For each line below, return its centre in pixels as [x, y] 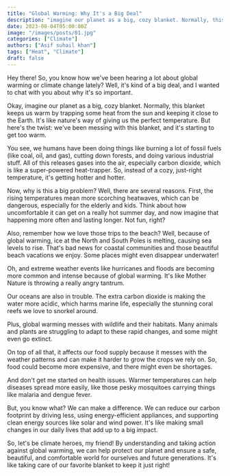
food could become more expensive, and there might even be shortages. [110, 366]
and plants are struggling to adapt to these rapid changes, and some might [112, 331]
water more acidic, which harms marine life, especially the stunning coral [110, 304]
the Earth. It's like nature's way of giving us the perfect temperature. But [109, 120]
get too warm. [27, 135]
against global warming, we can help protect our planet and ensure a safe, [112, 450]
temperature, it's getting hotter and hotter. [66, 177]
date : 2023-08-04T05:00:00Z [47, 26]
